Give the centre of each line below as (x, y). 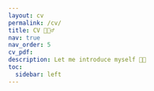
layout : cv (26, 15)
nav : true (24, 38)
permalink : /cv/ (35, 23)
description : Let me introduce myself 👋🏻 (77, 60)
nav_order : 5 (30, 45)
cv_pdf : (21, 52)
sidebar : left (38, 74)
